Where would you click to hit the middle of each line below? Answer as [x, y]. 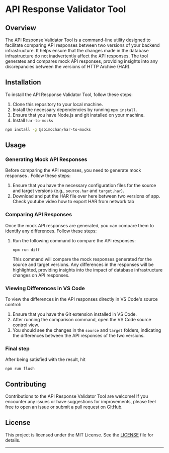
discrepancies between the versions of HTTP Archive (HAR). [68, 67]
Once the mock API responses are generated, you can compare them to [80, 225]
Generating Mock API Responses [46, 159]
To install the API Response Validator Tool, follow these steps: [69, 95]
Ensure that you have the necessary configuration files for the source [84, 186]
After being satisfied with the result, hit [45, 359]
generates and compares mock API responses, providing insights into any [82, 61]
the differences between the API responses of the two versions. [78, 335]
